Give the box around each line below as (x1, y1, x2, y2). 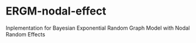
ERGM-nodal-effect (5, 4, 106, 18)
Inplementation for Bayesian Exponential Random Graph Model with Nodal (5, 24, 190, 31)
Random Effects (5, 30, 46, 38)
